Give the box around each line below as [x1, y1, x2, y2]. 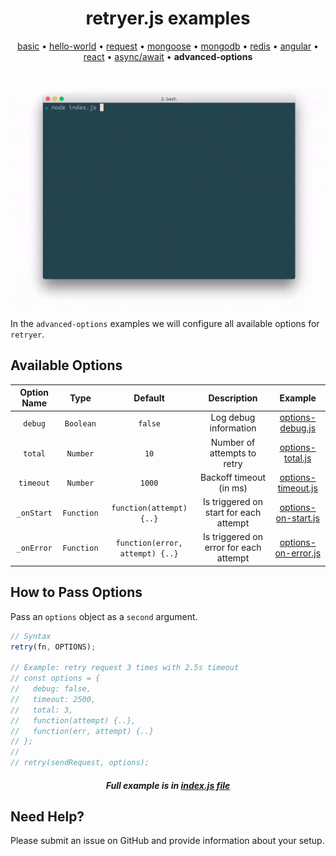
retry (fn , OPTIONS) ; [10, 642, 97, 652]
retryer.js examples [85, 7, 251, 30]
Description [208, 392, 258, 404]
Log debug [210, 412, 256, 424]
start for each [204, 507, 262, 519]
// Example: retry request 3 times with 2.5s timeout [10, 663, 240, 673]
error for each [204, 542, 262, 554]
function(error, [115, 538, 183, 548]
